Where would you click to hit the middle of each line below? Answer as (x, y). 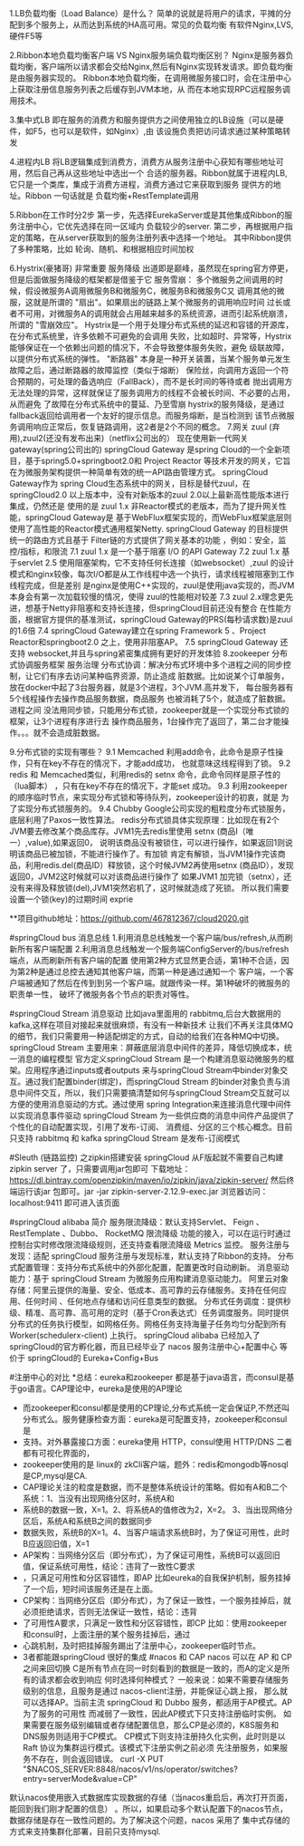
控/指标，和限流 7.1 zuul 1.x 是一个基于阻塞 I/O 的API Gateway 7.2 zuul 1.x (145, 551)
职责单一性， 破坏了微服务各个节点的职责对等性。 (102, 994)
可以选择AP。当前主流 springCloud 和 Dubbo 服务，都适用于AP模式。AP (157, 1702)
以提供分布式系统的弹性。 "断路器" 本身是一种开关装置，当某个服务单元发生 (150, 359)
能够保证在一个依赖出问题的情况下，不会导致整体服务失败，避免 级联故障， (149, 348)
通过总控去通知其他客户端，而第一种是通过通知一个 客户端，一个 (166, 971)
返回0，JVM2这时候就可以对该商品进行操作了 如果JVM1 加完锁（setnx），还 (151, 876)
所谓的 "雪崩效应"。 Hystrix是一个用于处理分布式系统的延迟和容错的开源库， (152, 325)
